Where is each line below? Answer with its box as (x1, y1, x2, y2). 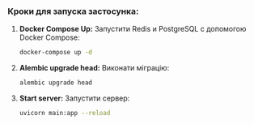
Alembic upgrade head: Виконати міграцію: (19, 63, 170, 73)
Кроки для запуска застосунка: (7, 6, 139, 17)
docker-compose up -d (19, 49, 92, 57)
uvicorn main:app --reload (19, 109, 111, 118)
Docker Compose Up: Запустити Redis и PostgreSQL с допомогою (19, 24, 247, 34)
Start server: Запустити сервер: (19, 93, 130, 103)
